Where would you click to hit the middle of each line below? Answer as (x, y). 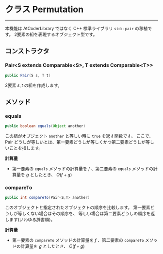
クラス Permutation (44, 9)
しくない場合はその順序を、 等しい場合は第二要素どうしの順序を (86, 214)
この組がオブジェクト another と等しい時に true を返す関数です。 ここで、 (79, 136)
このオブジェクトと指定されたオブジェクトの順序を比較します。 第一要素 (78, 207)
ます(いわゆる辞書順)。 (32, 220)
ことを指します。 (26, 148)
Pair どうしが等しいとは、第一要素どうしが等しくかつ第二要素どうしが (75, 142)
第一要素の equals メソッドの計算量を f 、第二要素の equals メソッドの (83, 169)
